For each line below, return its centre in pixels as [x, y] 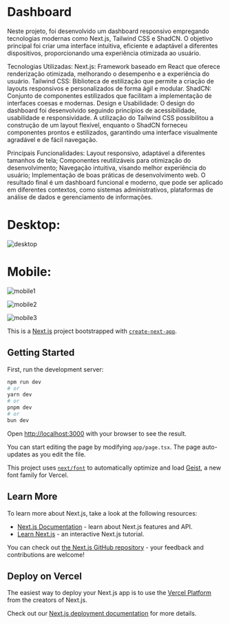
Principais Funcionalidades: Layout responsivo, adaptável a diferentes [106, 153]
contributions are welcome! [46, 554]
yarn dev [20, 395]
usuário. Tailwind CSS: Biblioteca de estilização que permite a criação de [111, 81]
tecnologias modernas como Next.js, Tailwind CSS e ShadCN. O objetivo [110, 38]
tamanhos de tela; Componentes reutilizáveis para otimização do [99, 160]
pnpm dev [20, 407]
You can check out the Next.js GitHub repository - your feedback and [106, 547]
